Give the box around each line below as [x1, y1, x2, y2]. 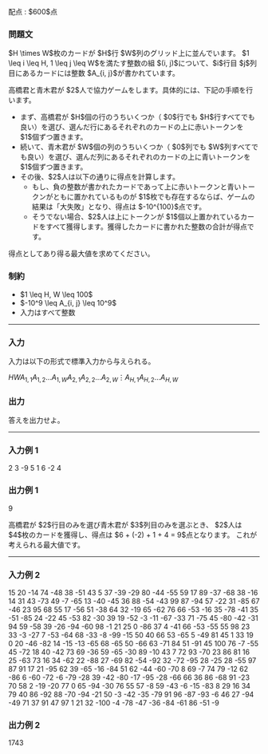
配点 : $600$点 [8, 7, 58, 16]
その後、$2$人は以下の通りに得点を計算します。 [19, 172, 179, 182]
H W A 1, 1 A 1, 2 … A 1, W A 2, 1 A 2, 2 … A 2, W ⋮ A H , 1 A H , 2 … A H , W [8, 372, 179, 384]
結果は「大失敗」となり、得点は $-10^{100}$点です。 [31, 202, 206, 211]
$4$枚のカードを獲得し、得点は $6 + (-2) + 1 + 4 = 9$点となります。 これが [8, 530, 258, 539]
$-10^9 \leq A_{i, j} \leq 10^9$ [19, 298, 117, 307]
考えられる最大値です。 [8, 539, 85, 549]
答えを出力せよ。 [8, 415, 65, 424]
